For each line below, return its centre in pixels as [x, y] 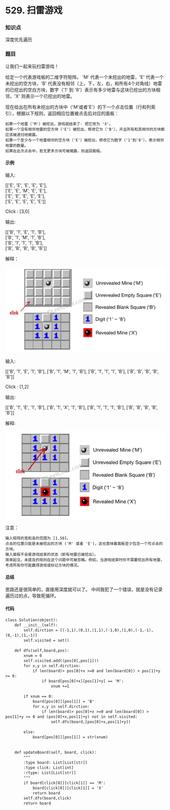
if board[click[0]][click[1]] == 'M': [65, 783]
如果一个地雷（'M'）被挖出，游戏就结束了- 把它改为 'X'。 [59, 124]
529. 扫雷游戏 [34, 10]
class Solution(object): [32, 620]
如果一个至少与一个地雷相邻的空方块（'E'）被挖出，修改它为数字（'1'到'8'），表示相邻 [85, 140]
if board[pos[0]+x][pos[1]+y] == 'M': [83, 681]
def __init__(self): [36, 625]
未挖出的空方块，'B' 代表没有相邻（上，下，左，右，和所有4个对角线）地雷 [84, 83]
